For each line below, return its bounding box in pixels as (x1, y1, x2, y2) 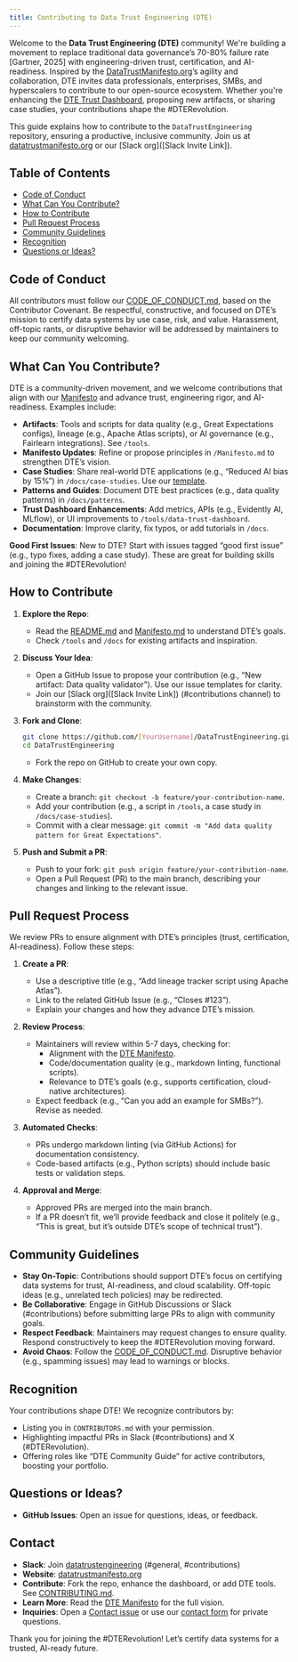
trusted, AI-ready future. (9, 1642, 99, 1653)
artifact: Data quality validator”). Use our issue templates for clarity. (35, 678, 283, 690)
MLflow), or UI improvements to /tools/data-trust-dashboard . (21, 514, 251, 524)
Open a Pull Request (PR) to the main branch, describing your (35, 873, 261, 884)
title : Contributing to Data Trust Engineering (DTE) (9, 12, 213, 22)
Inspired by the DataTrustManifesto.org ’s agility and (49, 66, 238, 77)
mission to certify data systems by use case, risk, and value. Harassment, (9, 314, 279, 325)
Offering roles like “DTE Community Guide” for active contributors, (21, 1451, 266, 1462)
